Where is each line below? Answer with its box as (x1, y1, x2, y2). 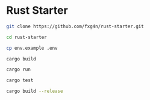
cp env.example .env (6, 45, 58, 51)
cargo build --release (6, 88, 63, 95)
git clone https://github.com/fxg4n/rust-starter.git (6, 23, 145, 29)
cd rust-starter (6, 34, 47, 40)
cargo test (6, 77, 34, 84)
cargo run (6, 66, 31, 72)
